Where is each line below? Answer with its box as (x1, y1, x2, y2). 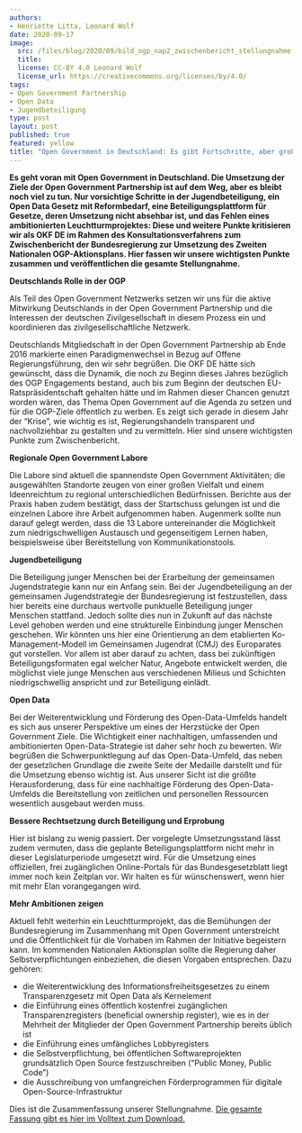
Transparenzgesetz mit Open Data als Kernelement (22, 990, 212, 1001)
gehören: (9, 963, 43, 974)
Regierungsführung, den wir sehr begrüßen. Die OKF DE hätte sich (9, 358, 256, 369)
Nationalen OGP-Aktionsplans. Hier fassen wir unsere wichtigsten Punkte (9, 249, 290, 259)
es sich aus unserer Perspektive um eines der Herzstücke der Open (9, 721, 260, 732)
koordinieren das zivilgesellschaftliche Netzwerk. (9, 322, 191, 332)
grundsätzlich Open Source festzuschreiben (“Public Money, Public (22, 1057, 272, 1068)
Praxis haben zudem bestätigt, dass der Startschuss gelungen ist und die (9, 498, 280, 509)
